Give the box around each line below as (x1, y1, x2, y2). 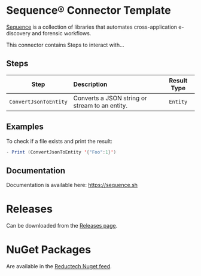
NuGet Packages (6, 243, 92, 257)
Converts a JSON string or (73, 94, 148, 102)
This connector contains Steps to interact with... (6, 41, 124, 48)
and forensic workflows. (32, 29, 92, 36)
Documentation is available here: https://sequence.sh (6, 182, 138, 189)
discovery (6, 29, 31, 36)
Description (73, 80, 108, 88)
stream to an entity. (73, 101, 128, 109)
